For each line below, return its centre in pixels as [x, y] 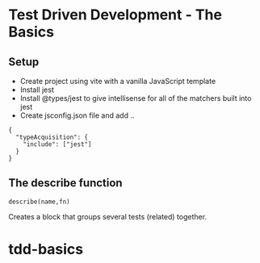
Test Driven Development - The [115, 15]
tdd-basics [46, 249]
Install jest [37, 90]
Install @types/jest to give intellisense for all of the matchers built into [136, 98]
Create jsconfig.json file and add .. [77, 115]
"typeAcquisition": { [52, 137]
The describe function [65, 183]
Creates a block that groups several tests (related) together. [108, 216]
